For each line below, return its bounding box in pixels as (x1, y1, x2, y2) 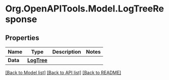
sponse (5, 13, 37, 25)
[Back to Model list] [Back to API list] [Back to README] (5, 69, 121, 75)
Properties (5, 33, 39, 42)
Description (52, 48, 81, 55)
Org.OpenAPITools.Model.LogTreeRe (5, 3, 164, 14)
